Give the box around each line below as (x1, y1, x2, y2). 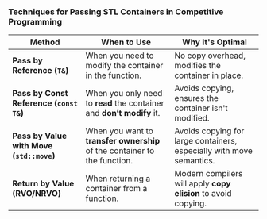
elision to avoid (174, 188, 232, 199)
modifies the (174, 60, 221, 71)
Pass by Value (12, 130, 68, 141)
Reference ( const (12, 98, 78, 109)
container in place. (174, 70, 244, 81)
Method (29, 36, 60, 48)
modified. (174, 113, 210, 124)
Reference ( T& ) (12, 65, 69, 76)
